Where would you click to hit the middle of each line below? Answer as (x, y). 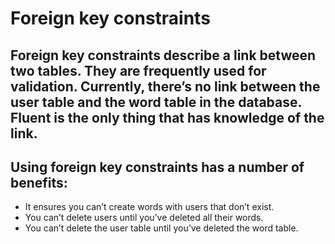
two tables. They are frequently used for (138, 70)
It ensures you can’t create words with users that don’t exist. (149, 207)
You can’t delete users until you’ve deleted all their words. (144, 218)
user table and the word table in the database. (156, 102)
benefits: (39, 182)
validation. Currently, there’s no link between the (165, 86)
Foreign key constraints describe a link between (163, 55)
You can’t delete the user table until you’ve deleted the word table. (161, 228)
